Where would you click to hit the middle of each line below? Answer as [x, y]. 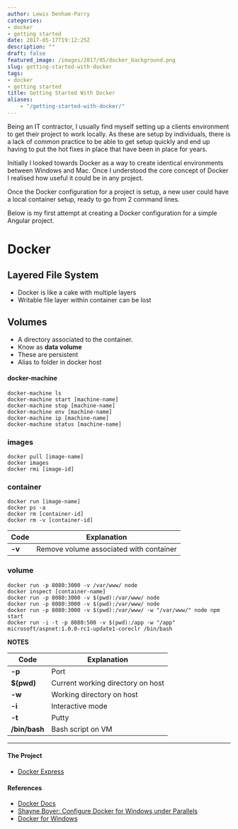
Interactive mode [79, 706]
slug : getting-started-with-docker [60, 67]
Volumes [27, 323]
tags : [15, 73]
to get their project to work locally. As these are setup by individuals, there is [119, 134]
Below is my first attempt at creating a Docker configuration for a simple [112, 213]
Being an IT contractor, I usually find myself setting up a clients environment [118, 126]
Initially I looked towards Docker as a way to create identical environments [115, 163]
